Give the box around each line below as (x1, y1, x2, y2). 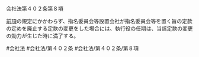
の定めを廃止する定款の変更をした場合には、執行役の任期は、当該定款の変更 (6, 25, 193, 32)
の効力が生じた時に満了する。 (6, 32, 79, 39)
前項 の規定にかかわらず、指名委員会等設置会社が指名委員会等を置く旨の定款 (6, 18, 192, 25)
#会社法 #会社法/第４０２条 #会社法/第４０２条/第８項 (6, 45, 139, 52)
